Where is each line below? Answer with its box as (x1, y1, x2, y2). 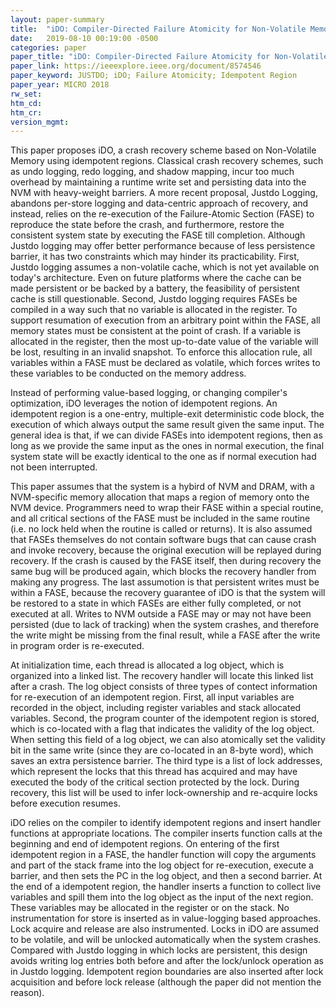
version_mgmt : (10, 117, 70, 127)
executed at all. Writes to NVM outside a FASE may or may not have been (10, 608, 312, 620)
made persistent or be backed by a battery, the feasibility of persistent (10, 282, 300, 295)
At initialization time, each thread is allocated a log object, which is (10, 659, 285, 671)
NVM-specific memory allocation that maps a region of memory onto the (10, 491, 310, 503)
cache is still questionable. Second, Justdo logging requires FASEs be (10, 293, 298, 305)
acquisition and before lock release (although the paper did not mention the (10, 976, 322, 988)
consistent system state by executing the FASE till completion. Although (10, 229, 306, 241)
